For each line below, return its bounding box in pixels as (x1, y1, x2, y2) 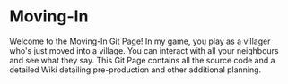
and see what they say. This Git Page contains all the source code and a (9, 55, 275, 65)
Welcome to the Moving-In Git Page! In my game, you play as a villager (9, 36, 271, 46)
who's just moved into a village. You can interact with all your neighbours (9, 45, 279, 55)
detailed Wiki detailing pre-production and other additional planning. (9, 64, 262, 75)
